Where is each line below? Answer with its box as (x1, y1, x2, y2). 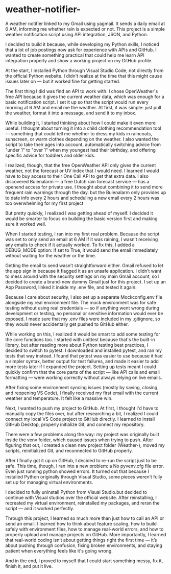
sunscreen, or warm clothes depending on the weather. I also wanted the (5, 136, 159, 142)
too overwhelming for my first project (5, 200, 84, 206)
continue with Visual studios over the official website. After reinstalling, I (5, 494, 157, 500)
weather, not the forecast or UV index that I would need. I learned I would (5, 168, 159, 174)
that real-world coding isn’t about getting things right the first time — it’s (5, 537, 157, 543)
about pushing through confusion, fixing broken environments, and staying (5, 542, 162, 548)
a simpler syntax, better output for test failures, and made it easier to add (5, 358, 159, 364)
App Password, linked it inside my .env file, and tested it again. (5, 284, 137, 290)
